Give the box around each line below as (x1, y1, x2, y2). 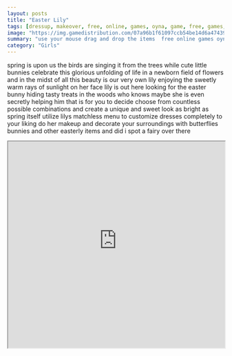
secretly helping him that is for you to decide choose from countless (7, 98, 201, 105)
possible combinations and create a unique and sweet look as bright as (7, 105, 209, 113)
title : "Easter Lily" (7, 17, 70, 23)
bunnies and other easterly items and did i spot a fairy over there (7, 127, 191, 135)
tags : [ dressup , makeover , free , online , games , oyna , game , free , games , (7, 23, 226, 30)
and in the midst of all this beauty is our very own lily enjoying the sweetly (7, 76, 217, 83)
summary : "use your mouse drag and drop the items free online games (7, 36, 214, 43)
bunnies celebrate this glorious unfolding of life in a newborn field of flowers (7, 68, 224, 76)
